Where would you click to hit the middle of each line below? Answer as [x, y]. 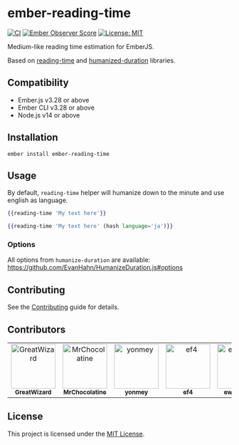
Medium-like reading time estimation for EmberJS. [81, 46]
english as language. [38, 200]
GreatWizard [33, 392]
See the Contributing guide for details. [63, 307]
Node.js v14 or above [49, 115]
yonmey [136, 392]
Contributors [37, 329]
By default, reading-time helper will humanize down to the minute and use [116, 193]
